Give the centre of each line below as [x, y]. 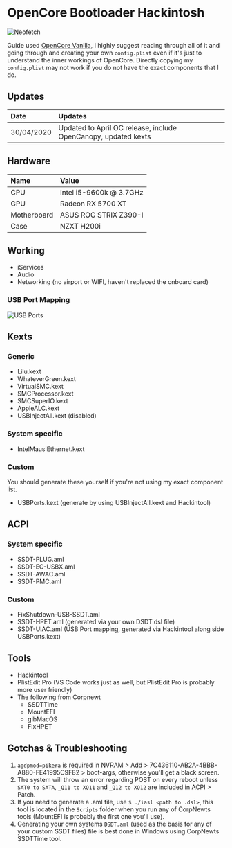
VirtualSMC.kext [40, 387]
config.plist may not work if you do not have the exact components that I [113, 67]
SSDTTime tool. [39, 838]
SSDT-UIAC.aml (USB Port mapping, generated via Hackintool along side [120, 629]
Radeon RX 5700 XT [93, 204]
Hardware [29, 161]
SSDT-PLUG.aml [40, 559]
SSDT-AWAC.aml [41, 574]
